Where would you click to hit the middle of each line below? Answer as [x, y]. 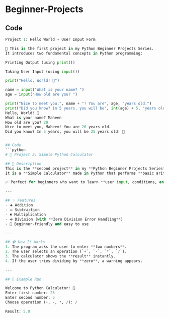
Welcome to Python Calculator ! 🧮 [40, 288]
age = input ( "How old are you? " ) [41, 94]
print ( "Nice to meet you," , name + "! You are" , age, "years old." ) [78, 103]
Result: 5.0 [18, 311]
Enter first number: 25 [30, 293]
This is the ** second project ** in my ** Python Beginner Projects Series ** [86, 168]
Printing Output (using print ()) [40, 62]
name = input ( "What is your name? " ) [45, 90]
